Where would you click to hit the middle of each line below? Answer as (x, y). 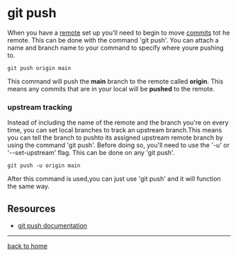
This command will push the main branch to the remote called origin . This (115, 81)
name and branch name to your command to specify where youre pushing (116, 47)
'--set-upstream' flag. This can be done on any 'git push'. (91, 153)
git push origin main (39, 68)
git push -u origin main (44, 166)
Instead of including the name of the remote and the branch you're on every (118, 122)
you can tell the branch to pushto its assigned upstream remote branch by (115, 138)
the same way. (28, 186)
